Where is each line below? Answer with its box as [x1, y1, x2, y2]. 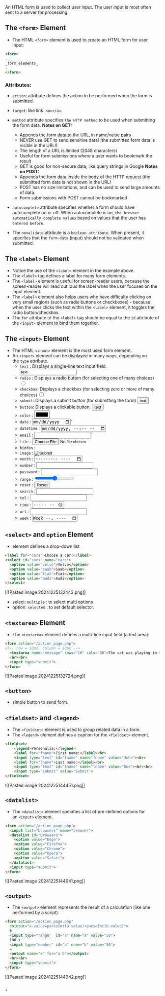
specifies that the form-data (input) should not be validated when [12, 235, 144, 241]
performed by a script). [12, 910, 59, 916]
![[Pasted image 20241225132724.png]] [5, 673, 85, 679]
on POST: [19, 169, 39, 175]
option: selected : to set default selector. [12, 604, 94, 610]
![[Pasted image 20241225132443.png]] [5, 589, 86, 595]
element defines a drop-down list [12, 543, 80, 549]
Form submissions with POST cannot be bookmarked [19, 195, 128, 201]
